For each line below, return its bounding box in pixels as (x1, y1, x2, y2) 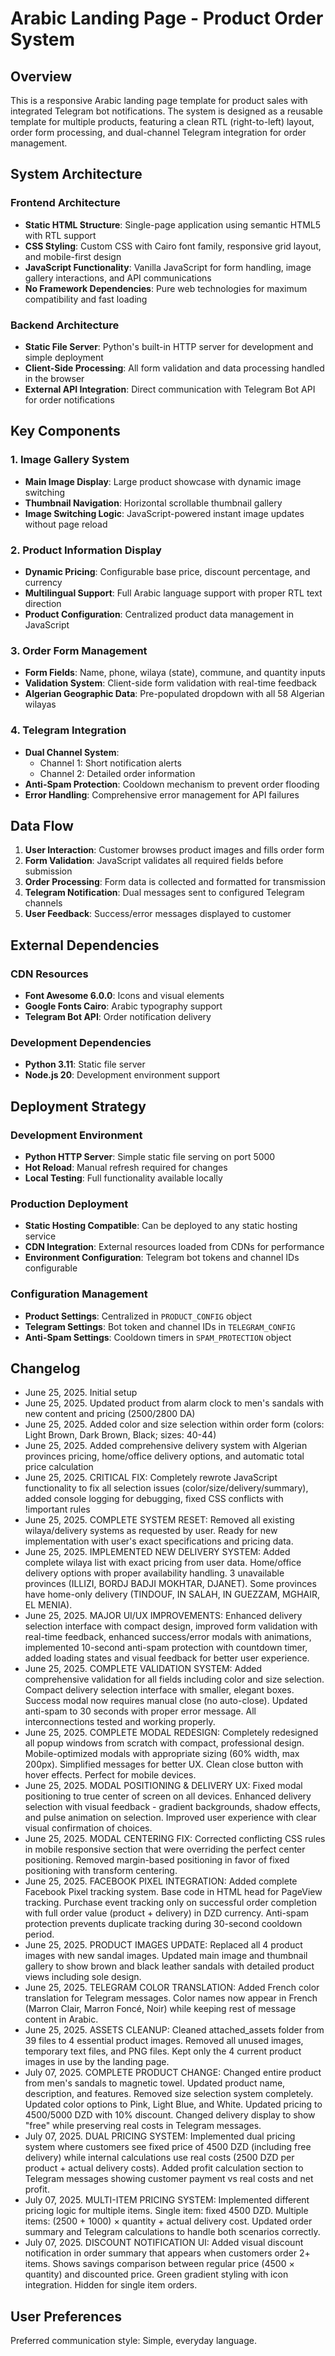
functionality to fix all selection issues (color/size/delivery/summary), (24, 1482, 309, 1494)
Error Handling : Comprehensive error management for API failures (24, 788, 300, 801)
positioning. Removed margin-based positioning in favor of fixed (24, 1854, 290, 1866)
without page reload (24, 518, 108, 530)
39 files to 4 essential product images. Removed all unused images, (24, 2035, 304, 2047)
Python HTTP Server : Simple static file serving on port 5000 (24, 1151, 276, 1163)
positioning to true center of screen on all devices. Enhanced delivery (24, 1790, 312, 1802)
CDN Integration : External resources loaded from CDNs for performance (24, 1241, 325, 1253)
